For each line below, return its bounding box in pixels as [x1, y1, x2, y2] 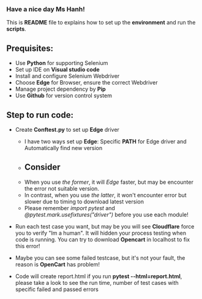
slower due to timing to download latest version [24, 198, 144, 205]
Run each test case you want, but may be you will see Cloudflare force [15, 222, 195, 230]
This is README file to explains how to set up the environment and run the [6, 19, 196, 26]
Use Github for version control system [15, 92, 112, 99]
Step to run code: [6, 110, 73, 120]
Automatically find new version [24, 144, 103, 151]
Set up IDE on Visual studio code [15, 66, 100, 74]
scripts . [6, 25, 26, 32]
